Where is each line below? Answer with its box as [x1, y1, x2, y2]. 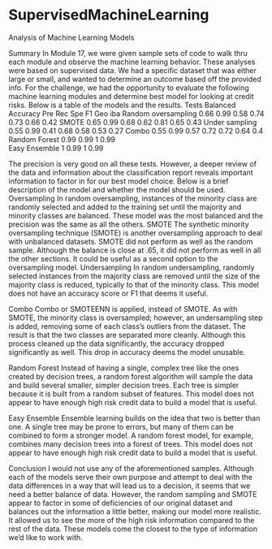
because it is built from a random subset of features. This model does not [8, 388, 254, 399]
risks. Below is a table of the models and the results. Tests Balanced [8, 100, 236, 110]
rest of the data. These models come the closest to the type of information [8, 524, 258, 534]
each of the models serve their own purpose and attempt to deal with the [8, 472, 253, 482]
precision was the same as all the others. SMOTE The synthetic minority [8, 219, 249, 229]
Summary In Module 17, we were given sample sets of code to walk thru [8, 48, 248, 58]
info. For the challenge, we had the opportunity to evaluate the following [8, 83, 249, 93]
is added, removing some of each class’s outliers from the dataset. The [8, 321, 246, 331]
